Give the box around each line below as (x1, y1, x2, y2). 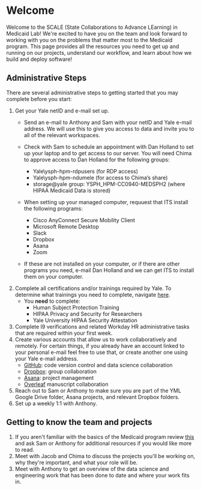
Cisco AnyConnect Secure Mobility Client (32, 216, 136, 223)
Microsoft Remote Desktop (32, 223, 99, 230)
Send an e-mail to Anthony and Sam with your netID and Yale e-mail (23, 119, 192, 126)
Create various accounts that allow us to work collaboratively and (14, 335, 177, 343)
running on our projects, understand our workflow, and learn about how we (6, 49, 192, 56)
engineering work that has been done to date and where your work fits (14, 471, 190, 479)
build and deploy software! (6, 55, 73, 63)
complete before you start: (6, 95, 72, 102)
